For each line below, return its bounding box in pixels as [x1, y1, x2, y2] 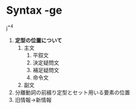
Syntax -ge [6, 4, 63, 17]
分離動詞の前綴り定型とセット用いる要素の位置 [14, 89, 130, 96]
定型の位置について [14, 36, 63, 43]
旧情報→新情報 [14, 96, 52, 103]
